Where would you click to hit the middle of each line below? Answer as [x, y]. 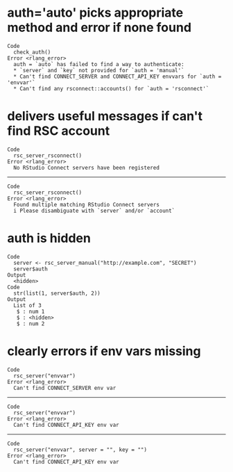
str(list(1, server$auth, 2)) [57, 293]
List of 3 [27, 305]
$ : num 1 [31, 311]
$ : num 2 [31, 324]
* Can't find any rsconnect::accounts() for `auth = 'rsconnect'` [111, 88]
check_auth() [32, 52]
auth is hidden [49, 238]
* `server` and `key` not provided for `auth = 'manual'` [99, 70]
